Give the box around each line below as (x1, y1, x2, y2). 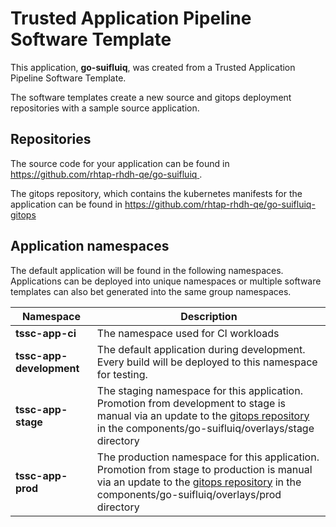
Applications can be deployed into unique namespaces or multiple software (10, 275, 322, 287)
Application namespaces (10, 238, 170, 255)
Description (180, 309, 238, 323)
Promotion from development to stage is (96, 396, 286, 410)
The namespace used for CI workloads (96, 326, 280, 340)
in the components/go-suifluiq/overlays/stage (96, 421, 315, 435)
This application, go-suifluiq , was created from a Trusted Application (10, 61, 296, 73)
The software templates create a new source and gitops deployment (10, 91, 292, 103)
